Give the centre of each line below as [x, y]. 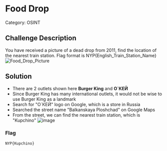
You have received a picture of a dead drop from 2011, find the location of [81, 50]
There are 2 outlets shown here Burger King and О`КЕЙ [70, 88]
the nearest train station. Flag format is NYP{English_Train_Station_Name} [81, 55]
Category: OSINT [23, 22]
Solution [18, 76]
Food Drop [27, 9]
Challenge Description [41, 38]
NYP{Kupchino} [20, 143]
